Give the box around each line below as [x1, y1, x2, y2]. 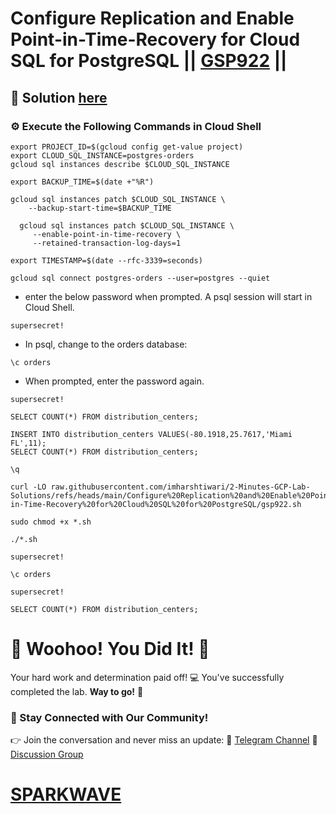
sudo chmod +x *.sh [10, 517, 92, 527]
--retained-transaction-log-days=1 [32, 238, 182, 248]
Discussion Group [10, 748, 84, 761]
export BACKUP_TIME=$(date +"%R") [10, 177, 155, 187]
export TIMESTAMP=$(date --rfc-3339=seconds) [10, 255, 203, 266]
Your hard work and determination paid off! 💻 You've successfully [10, 671, 285, 683]
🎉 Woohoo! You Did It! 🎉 [10, 638, 210, 661]
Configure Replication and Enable [10, 7, 295, 30]
